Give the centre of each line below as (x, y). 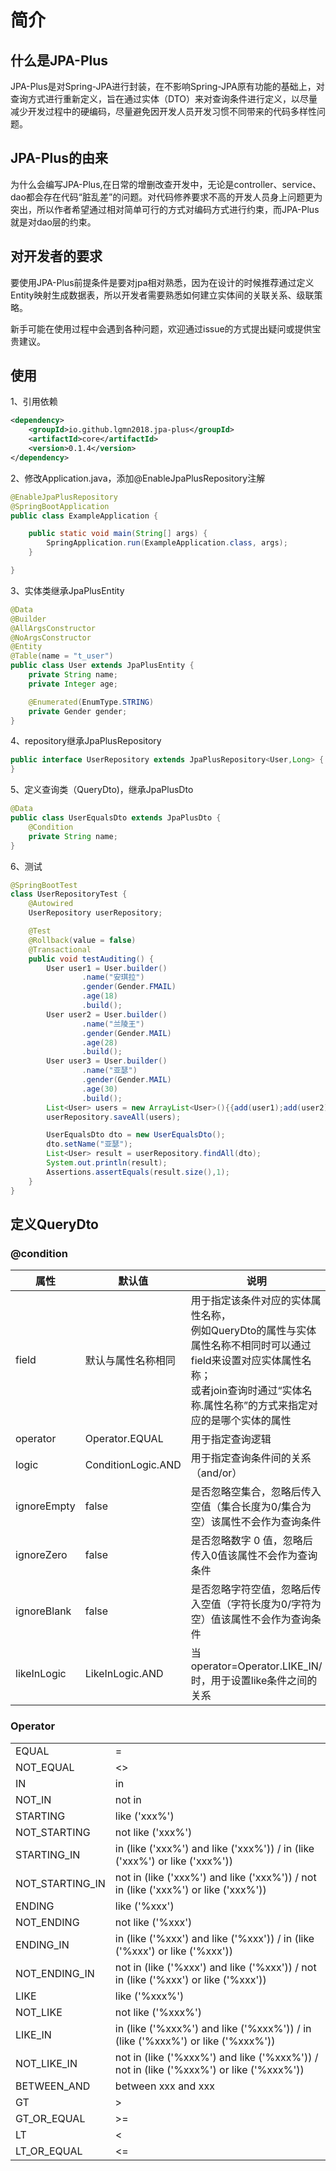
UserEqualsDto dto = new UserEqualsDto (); (136, 1135)
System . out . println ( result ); (107, 1163)
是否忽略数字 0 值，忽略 (246, 1541)
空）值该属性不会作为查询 (251, 1619)
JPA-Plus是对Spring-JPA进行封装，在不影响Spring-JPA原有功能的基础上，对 (167, 86)
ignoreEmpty (45, 1506)
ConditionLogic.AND (133, 1465)
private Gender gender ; (78, 711)
